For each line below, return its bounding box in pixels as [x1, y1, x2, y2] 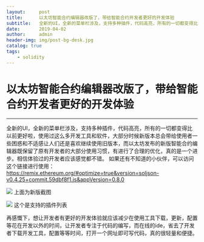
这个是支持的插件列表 [13, 201, 67, 209]
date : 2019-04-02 [6, 26, 67, 32]
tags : [6, 49, 20, 55]
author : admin [6, 32, 53, 38]
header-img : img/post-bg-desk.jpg [6, 37, 94, 43]
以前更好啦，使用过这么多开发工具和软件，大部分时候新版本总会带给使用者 [6, 132, 192, 139]
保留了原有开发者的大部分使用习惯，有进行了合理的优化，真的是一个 [22, 147, 192, 154]
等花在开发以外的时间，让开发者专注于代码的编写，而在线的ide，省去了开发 [6, 221, 195, 229]
